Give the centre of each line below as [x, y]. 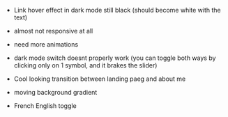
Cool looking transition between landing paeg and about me [100, 79]
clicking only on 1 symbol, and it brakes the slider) [85, 65]
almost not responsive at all [53, 31]
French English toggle [45, 106]
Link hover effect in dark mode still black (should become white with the [117, 10]
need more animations [46, 44]
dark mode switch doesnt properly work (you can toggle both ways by [115, 58]
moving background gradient [55, 92]
